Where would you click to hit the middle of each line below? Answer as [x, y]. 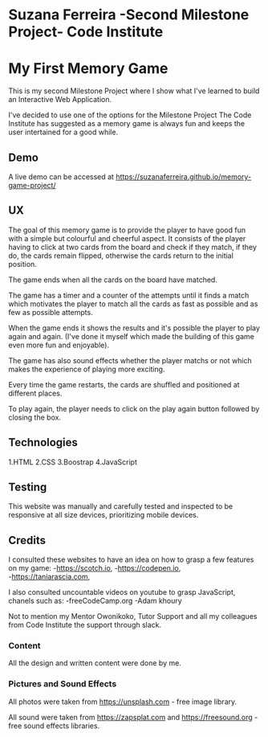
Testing [28, 487]
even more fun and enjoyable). [59, 345]
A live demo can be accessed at [61, 176]
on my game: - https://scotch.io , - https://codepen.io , [95, 568]
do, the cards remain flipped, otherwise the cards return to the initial [121, 256]
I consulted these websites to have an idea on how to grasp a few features [131, 559]
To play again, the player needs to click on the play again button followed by [134, 408]
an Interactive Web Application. [60, 100]
